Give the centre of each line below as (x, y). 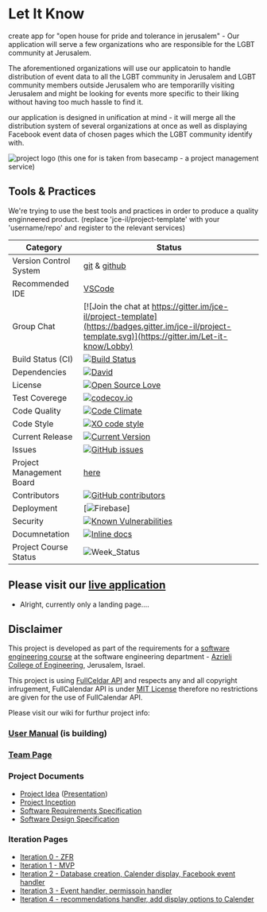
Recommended (41, 283)
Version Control (41, 261)
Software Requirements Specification (81, 810)
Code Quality (37, 410)
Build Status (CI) (43, 359)
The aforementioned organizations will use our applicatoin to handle (120, 68)
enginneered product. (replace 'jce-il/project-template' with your (114, 219)
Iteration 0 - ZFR (46, 856)
